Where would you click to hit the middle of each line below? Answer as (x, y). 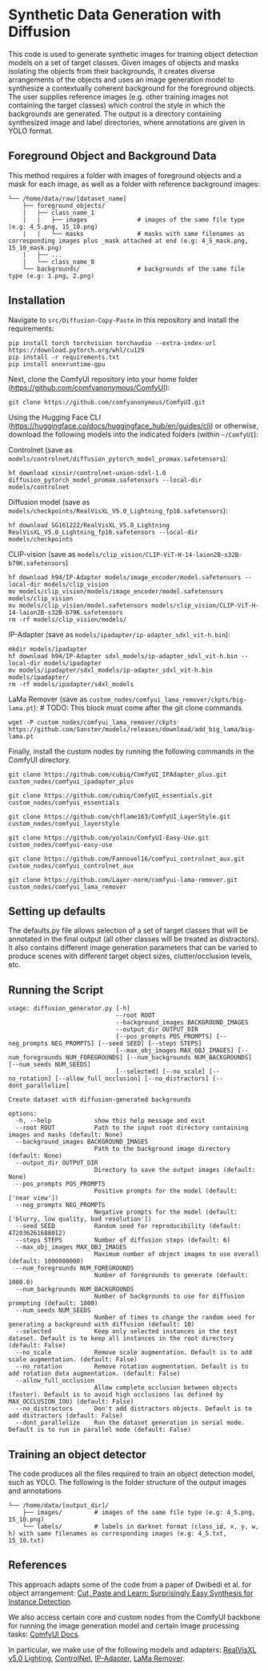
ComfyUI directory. (40, 759)
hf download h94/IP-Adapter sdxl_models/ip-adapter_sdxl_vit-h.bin (123, 656)
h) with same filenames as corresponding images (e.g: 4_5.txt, (118, 1534)
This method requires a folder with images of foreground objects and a (125, 175)
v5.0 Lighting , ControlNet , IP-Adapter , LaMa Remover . (97, 1658)
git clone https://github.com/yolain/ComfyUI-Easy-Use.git (109, 838)
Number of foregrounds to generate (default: (171, 1275)
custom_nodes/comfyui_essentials (64, 803)
